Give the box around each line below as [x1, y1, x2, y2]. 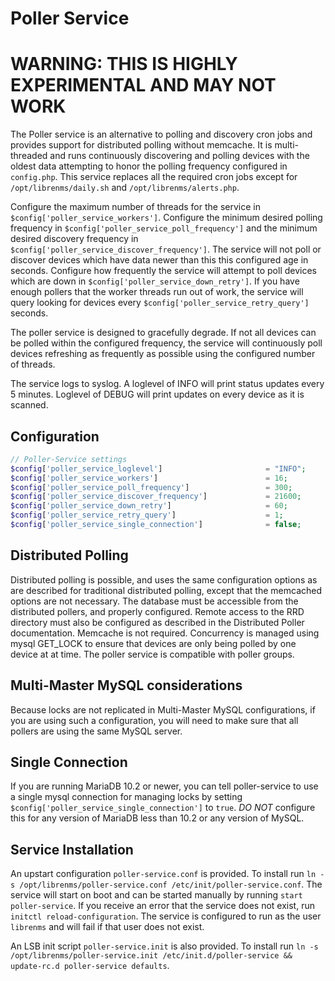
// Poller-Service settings [10, 454, 128, 464]
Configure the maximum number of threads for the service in [10, 201, 261, 213]
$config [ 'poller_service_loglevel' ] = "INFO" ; [10, 463, 307, 474]
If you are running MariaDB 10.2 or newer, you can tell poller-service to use [10, 780, 319, 792]
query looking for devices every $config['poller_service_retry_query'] [10, 297, 310, 309]
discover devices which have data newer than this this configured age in [10, 254, 309, 266]
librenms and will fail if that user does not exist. [10, 921, 205, 933]
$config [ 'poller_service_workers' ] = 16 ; [10, 473, 288, 483]
